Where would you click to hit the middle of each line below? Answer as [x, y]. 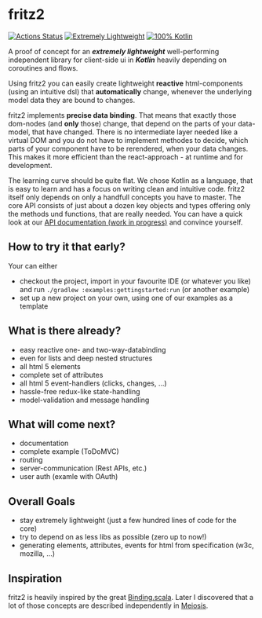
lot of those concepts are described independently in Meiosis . [108, 605]
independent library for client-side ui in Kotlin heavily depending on [118, 60]
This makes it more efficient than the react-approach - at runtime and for [126, 157]
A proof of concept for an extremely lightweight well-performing [114, 51]
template [34, 306]
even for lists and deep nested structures [86, 358]
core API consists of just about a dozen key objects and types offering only [129, 205]
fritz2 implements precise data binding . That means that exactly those [122, 115]
